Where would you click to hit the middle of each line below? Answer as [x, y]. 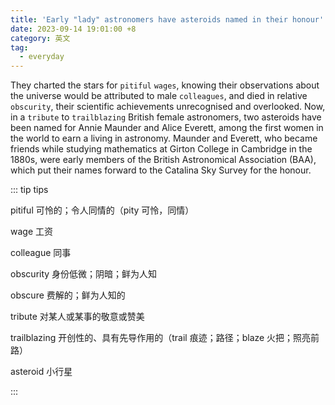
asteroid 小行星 [41, 372]
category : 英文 [40, 38]
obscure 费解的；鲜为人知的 [68, 295]
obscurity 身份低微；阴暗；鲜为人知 [84, 274]
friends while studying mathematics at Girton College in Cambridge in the [161, 149]
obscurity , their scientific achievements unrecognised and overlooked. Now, [168, 107]
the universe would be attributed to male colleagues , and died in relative [159, 96]
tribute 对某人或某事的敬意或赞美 [77, 317]
